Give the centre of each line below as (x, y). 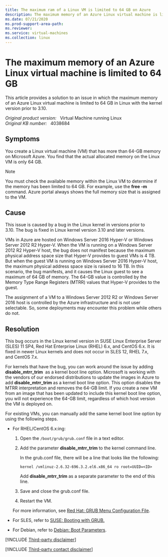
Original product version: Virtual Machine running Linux (63, 118)
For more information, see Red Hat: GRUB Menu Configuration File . (81, 510)
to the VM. (16, 197)
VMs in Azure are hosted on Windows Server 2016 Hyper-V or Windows (79, 240)
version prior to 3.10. (26, 108)
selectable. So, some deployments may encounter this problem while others (83, 308)
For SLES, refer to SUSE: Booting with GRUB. (58, 520)
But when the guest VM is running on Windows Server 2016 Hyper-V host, (81, 261)
